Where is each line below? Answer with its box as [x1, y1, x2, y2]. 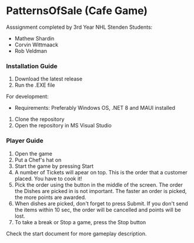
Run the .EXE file [14, 82, 55, 89]
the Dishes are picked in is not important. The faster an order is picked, [14, 187, 187, 194]
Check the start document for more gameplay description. [6, 230, 147, 237]
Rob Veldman [14, 47, 47, 54]
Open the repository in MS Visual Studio [14, 122, 112, 129]
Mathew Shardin [14, 35, 55, 42]
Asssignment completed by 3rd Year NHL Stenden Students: [6, 23, 153, 31]
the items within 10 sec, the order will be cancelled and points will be [14, 206, 181, 213]
